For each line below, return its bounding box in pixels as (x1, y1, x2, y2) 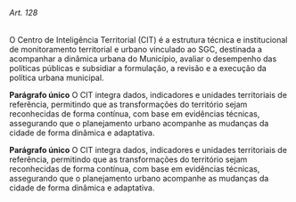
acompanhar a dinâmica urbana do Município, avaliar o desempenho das (9, 53, 277, 64)
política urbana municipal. (9, 72, 104, 84)
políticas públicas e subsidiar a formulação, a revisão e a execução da (9, 63, 267, 74)
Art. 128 (9, 7, 38, 18)
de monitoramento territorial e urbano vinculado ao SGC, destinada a (9, 44, 263, 55)
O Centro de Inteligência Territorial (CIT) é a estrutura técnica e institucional (9, 35, 288, 45)
